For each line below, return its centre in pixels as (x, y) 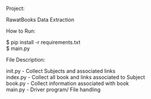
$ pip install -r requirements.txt (43, 42)
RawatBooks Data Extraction (40, 20)
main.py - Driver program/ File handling (53, 89)
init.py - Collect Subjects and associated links (61, 71)
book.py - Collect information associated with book (68, 83)
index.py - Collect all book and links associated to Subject (75, 77)
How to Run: (21, 31)
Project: (15, 8)
